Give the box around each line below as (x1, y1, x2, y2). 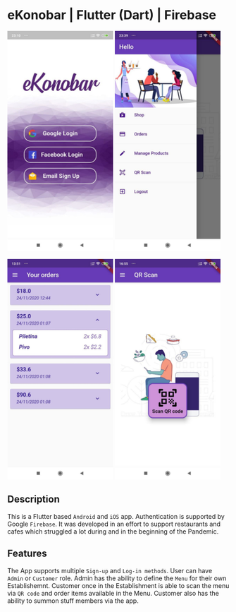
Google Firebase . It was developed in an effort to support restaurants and (7, 520, 221, 528)
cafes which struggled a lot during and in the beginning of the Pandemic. (7, 527, 219, 536)
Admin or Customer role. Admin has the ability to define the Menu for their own (7, 574, 227, 582)
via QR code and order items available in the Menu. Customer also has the (7, 589, 220, 597)
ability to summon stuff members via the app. (7, 596, 139, 605)
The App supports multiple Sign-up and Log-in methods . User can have (7, 566, 213, 575)
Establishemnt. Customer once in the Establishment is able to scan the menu (7, 581, 230, 589)
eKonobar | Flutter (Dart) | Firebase (7, 7, 217, 23)
